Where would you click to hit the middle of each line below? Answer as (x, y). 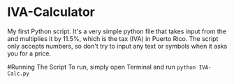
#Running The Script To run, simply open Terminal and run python (102, 67)
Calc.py (19, 74)
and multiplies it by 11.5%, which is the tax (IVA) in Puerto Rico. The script (113, 38)
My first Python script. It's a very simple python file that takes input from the (117, 31)
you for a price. (29, 53)
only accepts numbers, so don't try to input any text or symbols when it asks (117, 46)
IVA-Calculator (51, 12)
